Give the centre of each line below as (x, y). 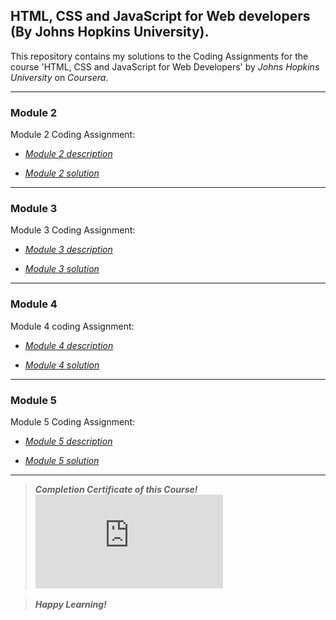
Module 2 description (68, 154)
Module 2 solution (62, 173)
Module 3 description (68, 250)
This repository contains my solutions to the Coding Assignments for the (159, 56)
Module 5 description (68, 441)
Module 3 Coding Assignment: (73, 230)
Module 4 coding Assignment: (72, 326)
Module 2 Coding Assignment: (73, 135)
